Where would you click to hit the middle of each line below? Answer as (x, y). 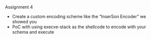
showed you (24, 22)
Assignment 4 (19, 7)
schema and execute (33, 32)
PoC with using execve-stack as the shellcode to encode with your (79, 27)
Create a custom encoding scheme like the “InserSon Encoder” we (79, 16)
